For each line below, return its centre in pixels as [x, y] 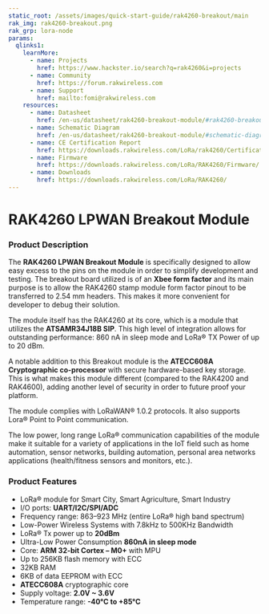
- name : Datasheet [60, 113]
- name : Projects [58, 61]
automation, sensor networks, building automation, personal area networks [132, 452]
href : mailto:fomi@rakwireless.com [96, 98]
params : [21, 38]
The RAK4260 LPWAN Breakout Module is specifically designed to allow [129, 262]
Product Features [43, 482]
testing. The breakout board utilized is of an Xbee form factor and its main [131, 279]
